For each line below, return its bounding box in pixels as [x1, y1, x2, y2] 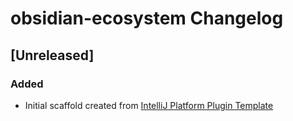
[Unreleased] [10, 47, 95, 64]
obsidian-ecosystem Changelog [10, 7, 284, 30]
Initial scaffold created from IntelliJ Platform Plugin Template [24, 99, 274, 111]
